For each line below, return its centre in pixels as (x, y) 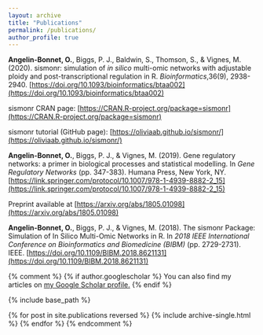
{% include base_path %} (49, 300)
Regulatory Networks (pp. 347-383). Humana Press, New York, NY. (117, 172)
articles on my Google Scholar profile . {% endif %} (90, 285)
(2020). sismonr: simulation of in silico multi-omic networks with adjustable (130, 68)
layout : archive (35, 15)
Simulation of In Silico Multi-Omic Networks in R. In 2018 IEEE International (129, 236)
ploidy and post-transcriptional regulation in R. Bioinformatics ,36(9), (119, 76)
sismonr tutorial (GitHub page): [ (60, 132)
